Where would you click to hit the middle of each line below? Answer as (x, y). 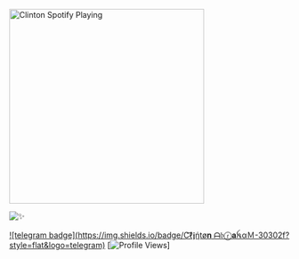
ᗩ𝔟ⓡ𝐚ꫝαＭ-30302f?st (251, 235)
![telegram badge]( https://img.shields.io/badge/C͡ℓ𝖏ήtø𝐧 (110, 235)
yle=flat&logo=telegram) (57, 245)
